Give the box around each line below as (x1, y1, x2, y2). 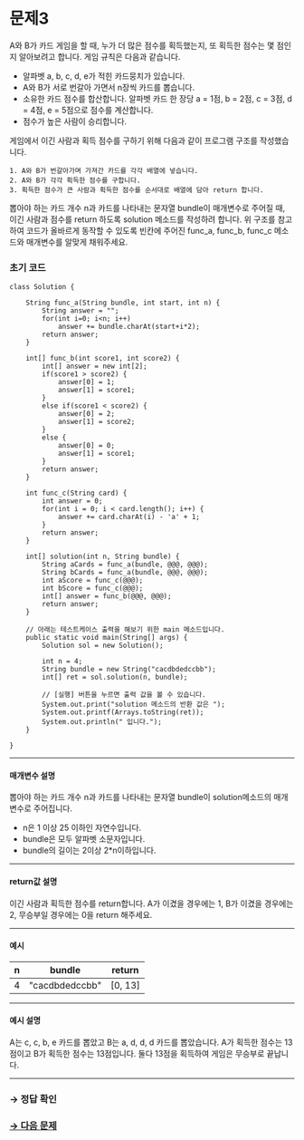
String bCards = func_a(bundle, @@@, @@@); (42, 568, 208, 577)
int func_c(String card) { (25, 488, 128, 498)
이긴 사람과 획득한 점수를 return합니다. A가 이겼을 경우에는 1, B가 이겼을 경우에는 (9, 898, 294, 909)
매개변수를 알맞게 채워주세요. (25, 237, 128, 247)
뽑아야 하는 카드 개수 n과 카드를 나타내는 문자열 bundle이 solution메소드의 (9, 792, 272, 803)
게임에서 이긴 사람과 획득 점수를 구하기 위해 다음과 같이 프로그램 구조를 (9, 135, 258, 146)
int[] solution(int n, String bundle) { (25, 552, 180, 562)
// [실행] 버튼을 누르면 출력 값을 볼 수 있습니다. (42, 691, 206, 700)
